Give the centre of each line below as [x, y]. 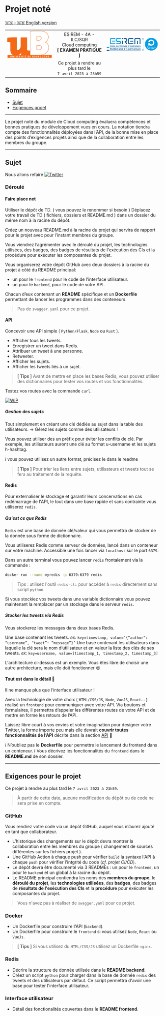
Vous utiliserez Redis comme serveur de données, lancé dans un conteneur [82, 545]
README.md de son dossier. [34, 756]
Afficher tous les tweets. [37, 340]
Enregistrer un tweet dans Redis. [45, 346]
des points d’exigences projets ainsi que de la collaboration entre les [74, 137]
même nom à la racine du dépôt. [38, 220]
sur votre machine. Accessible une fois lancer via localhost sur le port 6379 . [82, 551]
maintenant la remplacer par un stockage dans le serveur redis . [69, 604]
